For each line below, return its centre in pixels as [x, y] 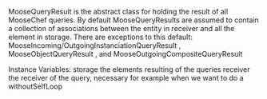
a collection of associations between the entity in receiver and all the [122, 28]
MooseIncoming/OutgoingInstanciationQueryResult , [95, 46]
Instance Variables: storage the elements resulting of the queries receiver [129, 69]
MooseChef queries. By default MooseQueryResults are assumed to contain [134, 20]
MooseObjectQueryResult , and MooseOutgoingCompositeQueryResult [126, 54]
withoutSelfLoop [35, 86]
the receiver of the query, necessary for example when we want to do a [126, 78]
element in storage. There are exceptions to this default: [101, 37]
